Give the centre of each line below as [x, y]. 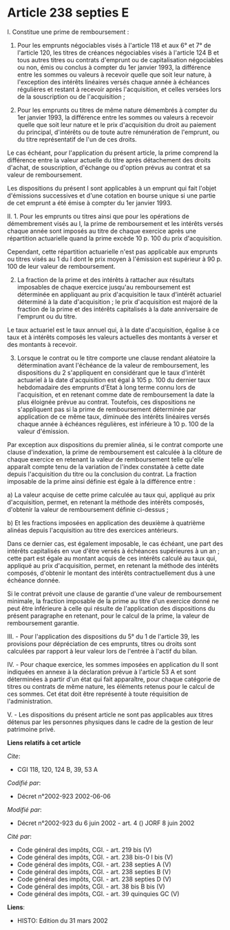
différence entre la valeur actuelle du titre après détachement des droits [109, 160]
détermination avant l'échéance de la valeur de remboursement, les [113, 365]
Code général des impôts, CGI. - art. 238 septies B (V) [94, 871]
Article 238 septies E [68, 13]
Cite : [14, 756]
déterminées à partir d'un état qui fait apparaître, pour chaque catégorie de [114, 679]
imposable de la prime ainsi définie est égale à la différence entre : [102, 481]
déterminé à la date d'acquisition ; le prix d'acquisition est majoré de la [117, 301]
